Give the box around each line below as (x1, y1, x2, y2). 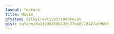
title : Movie (5, 12, 33, 17)
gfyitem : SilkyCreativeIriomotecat (5, 16, 82, 21)
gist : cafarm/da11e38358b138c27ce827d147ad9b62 (5, 21, 109, 26)
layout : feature (5, 7, 40, 12)
